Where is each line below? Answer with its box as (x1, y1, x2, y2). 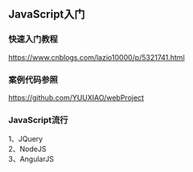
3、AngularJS (8, 154, 55, 164)
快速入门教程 (8, 34, 59, 45)
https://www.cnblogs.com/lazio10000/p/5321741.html (8, 52, 185, 62)
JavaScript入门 (8, 7, 86, 22)
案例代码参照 (8, 74, 59, 85)
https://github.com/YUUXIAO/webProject (8, 92, 145, 102)
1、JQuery (8, 134, 43, 144)
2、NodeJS (8, 144, 47, 154)
